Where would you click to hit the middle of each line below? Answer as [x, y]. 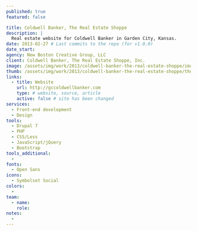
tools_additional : [28, 153]
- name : [21, 202]
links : [14, 77]
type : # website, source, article [59, 93]
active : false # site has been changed [65, 99]
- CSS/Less [25, 137]
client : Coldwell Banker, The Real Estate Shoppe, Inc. [76, 60]
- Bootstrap [26, 148]
